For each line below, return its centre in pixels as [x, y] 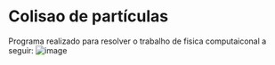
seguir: [21, 50]
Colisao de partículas [89, 16]
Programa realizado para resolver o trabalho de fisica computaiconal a [137, 41]
